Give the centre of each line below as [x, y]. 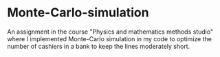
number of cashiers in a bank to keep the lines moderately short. [99, 46]
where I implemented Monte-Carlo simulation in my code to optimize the [109, 38]
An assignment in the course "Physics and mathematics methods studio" [110, 32]
